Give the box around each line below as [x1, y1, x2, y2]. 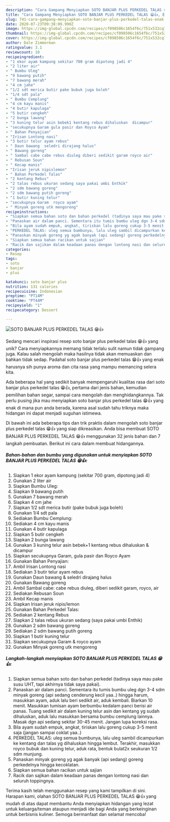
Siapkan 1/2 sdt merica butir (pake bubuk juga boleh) [13, 504, 123, 510]
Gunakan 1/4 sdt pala [13, 509, 58, 516]
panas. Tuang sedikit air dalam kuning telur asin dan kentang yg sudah [13, 708, 160, 714]
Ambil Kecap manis [13, 595, 53, 601]
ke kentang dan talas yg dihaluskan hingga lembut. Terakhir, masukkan [13, 740, 160, 746]
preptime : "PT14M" [6, 293, 44, 298]
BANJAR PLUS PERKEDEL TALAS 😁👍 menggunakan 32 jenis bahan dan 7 [6, 433, 161, 439]
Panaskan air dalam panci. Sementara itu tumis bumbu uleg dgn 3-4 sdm [13, 686, 165, 692]
